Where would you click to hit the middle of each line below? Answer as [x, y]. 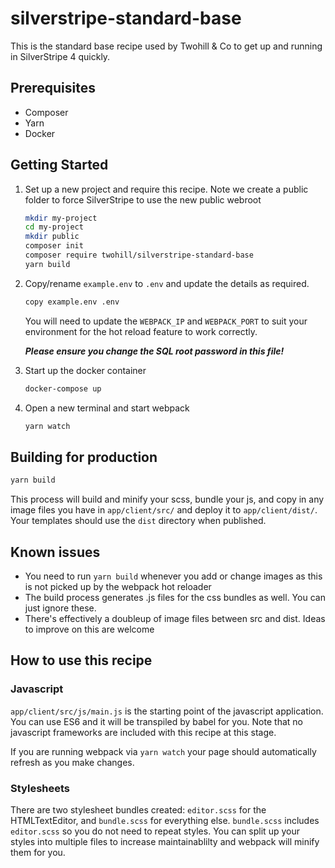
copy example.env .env [72, 302]
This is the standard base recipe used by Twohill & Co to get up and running [166, 46]
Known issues [55, 552]
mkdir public [52, 237]
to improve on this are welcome [89, 629]
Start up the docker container [85, 370]
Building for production [84, 457]
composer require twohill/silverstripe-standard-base [139, 255]
